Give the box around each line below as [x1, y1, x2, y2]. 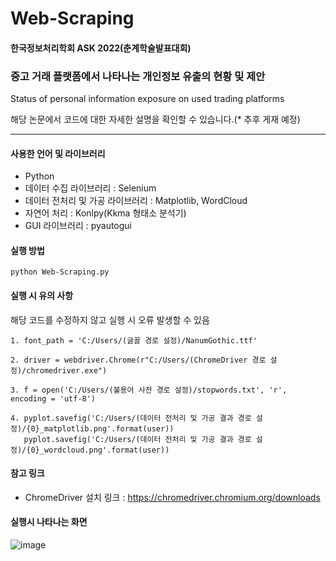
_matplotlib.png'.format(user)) [39, 423, 175, 434]
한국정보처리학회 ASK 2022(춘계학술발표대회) [10, 42, 192, 54]
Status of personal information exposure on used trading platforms [10, 93, 285, 105]
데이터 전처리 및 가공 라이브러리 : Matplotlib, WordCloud [24, 195, 248, 207]
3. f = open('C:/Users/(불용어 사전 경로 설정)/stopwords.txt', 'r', [10, 385, 288, 395]
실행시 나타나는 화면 [10, 516, 88, 528]
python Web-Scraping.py [10, 267, 110, 277]
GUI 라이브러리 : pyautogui [24, 220, 132, 232]
